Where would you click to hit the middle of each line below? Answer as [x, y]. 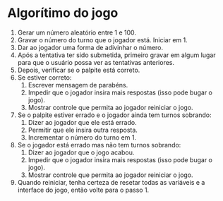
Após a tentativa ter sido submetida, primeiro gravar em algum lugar [117, 55]
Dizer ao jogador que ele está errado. [82, 122]
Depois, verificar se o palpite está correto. [79, 70]
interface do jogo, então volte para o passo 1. [83, 190]
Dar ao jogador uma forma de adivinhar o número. [90, 47]
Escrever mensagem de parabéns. [78, 85]
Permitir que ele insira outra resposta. [83, 130]
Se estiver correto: [44, 77]
